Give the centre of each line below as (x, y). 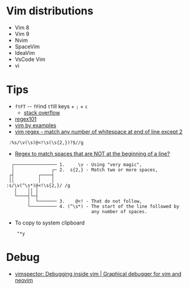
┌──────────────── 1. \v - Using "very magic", (77, 165)
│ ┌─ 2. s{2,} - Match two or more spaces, (85, 170)
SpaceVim (27, 47)
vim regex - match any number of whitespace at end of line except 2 (99, 131)
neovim (24, 280)
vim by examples (35, 125)
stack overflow (42, 112)
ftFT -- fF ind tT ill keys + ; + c (51, 106)
